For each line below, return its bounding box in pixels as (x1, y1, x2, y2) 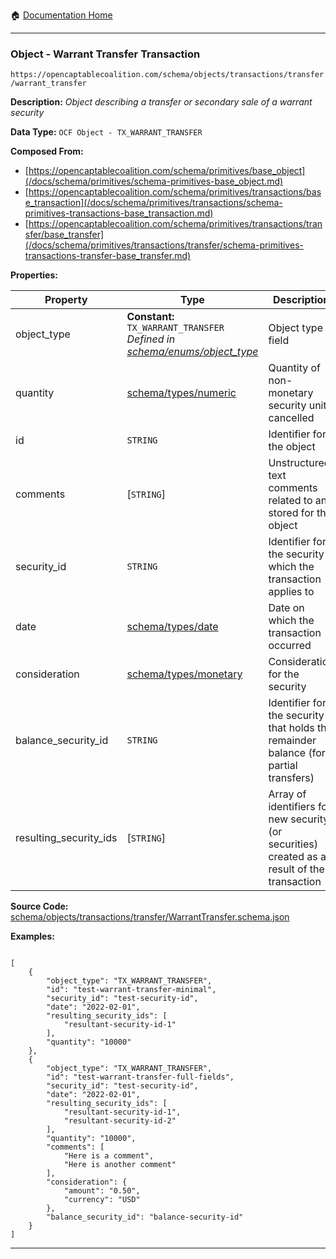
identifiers (268, 800, 316, 814)
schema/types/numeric (126, 386, 237, 400)
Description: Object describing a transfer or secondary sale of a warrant (10, 96, 313, 108)
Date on (268, 601, 305, 615)
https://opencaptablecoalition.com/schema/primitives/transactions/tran (28, 218, 323, 230)
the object (268, 440, 316, 454)
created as (268, 850, 318, 864)
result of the (268, 862, 325, 876)
